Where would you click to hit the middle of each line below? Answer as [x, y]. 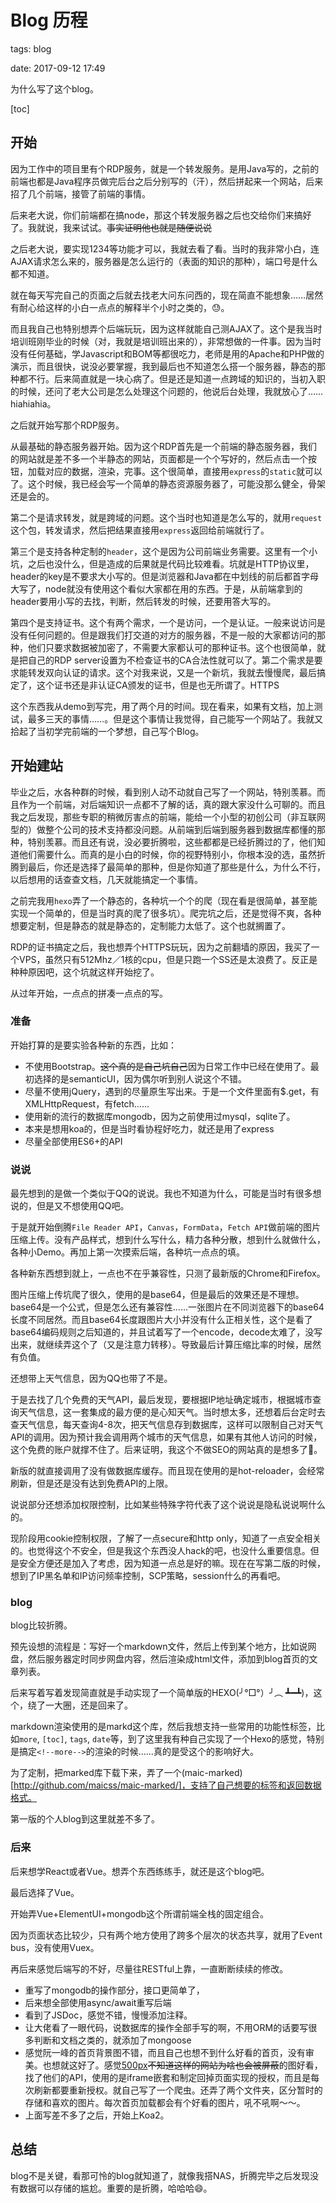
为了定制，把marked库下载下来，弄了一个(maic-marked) [126, 1773]
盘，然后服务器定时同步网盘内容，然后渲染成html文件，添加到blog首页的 [160, 1659]
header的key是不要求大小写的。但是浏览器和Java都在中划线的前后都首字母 [164, 576]
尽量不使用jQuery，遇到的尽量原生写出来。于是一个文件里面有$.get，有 [172, 1091]
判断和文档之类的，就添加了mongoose [112, 2040]
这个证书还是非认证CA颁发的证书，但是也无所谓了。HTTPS [158, 685]
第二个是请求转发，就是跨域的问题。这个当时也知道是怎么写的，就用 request [166, 517]
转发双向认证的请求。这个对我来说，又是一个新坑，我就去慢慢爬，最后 [172, 672]
